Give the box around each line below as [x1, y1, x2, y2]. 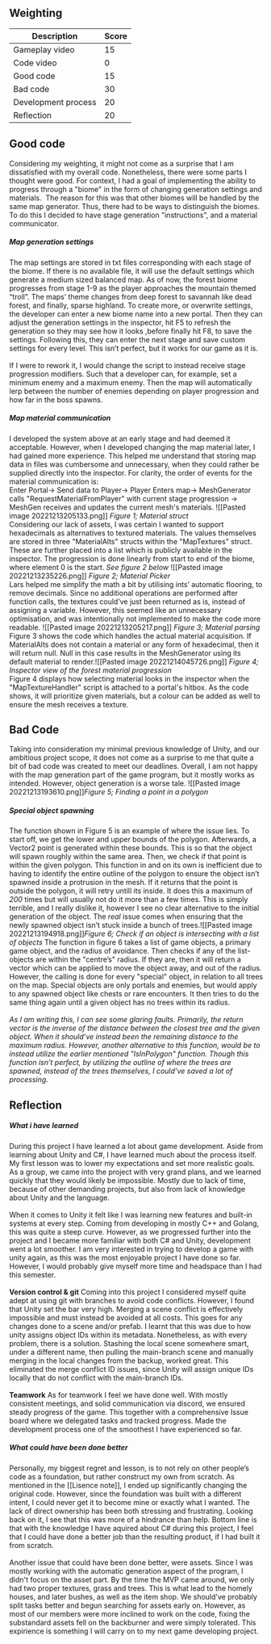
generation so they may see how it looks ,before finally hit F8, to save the [9, 326, 252, 336]
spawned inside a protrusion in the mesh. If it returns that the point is [9, 878, 239, 887]
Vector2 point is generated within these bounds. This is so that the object [9, 843, 253, 853]
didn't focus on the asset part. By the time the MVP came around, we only [9, 1575, 255, 1584]
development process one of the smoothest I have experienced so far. [9, 1424, 243, 1434]
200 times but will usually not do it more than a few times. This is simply [9, 895, 248, 904]
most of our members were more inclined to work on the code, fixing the [9, 1608, 251, 1618]
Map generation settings [9, 237, 94, 247]
